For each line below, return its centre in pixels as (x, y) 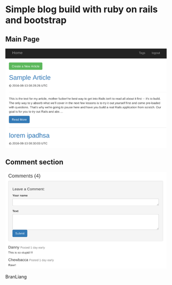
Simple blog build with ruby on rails (81, 9)
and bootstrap (36, 20)
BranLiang (16, 277)
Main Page (23, 39)
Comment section (34, 162)
